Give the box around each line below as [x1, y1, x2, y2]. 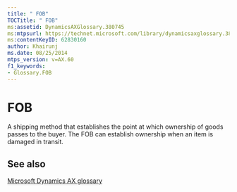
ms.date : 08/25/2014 [7, 50, 68, 57]
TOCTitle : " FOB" [7, 17, 59, 24]
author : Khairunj [7, 43, 59, 50]
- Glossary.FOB [7, 69, 52, 76]
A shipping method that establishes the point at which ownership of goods [7, 122, 224, 131]
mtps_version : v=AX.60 [7, 56, 74, 63]
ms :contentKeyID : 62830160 [7, 37, 87, 44]
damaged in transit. [7, 138, 63, 146]
